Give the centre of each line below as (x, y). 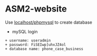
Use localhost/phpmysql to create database (49, 22)
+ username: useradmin (28, 40)
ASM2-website (36, 9)
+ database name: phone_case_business (44, 49)
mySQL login (25, 31)
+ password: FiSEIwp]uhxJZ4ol (36, 44)
